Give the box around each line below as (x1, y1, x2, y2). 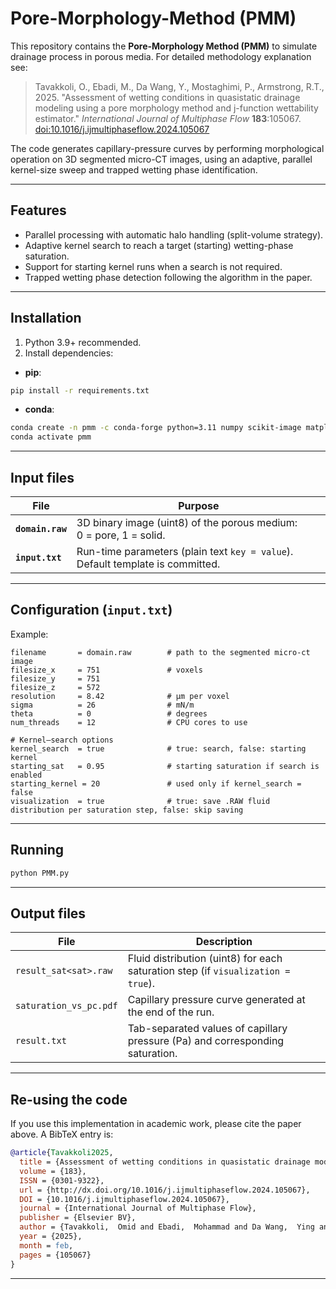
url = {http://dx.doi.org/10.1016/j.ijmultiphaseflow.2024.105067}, (19, 1185, 311, 1195)
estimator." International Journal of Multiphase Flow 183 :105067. (34, 112, 302, 124)
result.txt (15, 1035, 67, 1047)
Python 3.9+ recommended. (24, 336, 142, 348)
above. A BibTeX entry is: (10, 1128, 114, 1141)
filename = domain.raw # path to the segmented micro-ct (10, 647, 311, 657)
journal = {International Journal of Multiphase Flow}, (19, 1203, 257, 1214)
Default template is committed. (76, 557, 221, 571)
